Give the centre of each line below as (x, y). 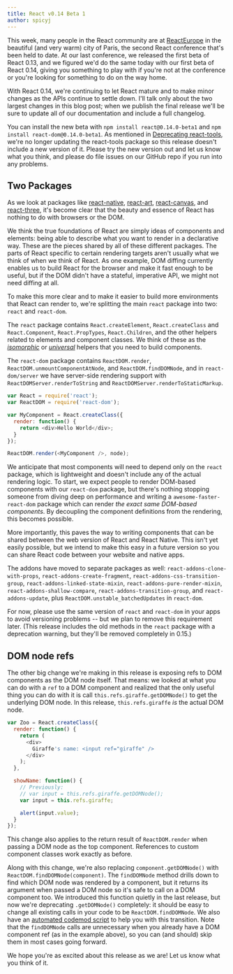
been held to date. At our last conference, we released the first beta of (108, 55)
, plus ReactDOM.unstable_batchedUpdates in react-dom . (126, 598)
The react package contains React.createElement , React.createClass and (113, 325)
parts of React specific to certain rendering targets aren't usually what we (113, 253)
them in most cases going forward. (57, 942)
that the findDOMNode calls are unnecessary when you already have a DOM (114, 927)
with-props (23, 576)
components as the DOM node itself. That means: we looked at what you (112, 680)
